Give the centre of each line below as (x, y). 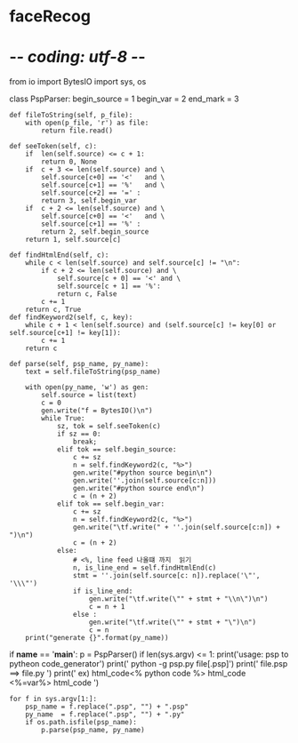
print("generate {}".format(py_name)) (97, 638)
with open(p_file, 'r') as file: (87, 123)
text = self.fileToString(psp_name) (93, 372)
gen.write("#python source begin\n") (143, 473)
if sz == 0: (79, 434)
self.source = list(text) (89, 395)
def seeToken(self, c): (53, 147)
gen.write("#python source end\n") (138, 489)
